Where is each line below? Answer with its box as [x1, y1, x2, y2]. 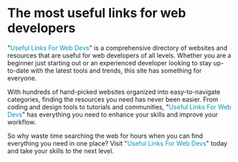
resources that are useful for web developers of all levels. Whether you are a [7, 51, 232, 60]
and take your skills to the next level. [7, 146, 114, 155]
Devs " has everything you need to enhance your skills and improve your [7, 110, 218, 119]
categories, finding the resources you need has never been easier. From [7, 94, 219, 104]
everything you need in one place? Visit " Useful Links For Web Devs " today [7, 139, 227, 147]
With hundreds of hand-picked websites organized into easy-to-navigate [7, 87, 221, 96]
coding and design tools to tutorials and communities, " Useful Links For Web [7, 102, 232, 111]
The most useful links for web [7, 5, 186, 21]
